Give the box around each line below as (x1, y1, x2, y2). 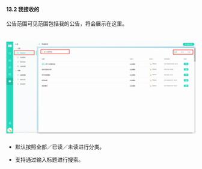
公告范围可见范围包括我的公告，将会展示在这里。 (6, 20, 127, 27)
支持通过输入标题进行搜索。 (14, 156, 84, 164)
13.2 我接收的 (6, 5, 40, 13)
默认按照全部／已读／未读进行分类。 (14, 143, 105, 150)
